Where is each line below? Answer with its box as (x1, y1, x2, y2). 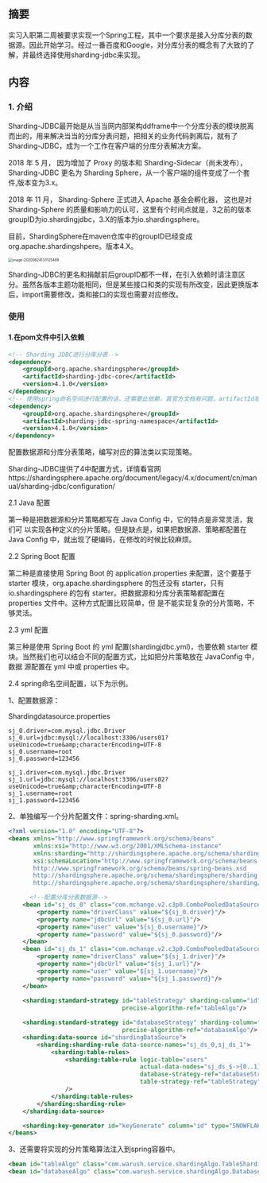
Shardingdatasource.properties (8, 712, 110, 721)
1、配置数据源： (8, 696, 60, 705)
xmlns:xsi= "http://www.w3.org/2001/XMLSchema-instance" (33, 842, 222, 850)
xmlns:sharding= (33, 849, 87, 857)
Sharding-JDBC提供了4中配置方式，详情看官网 (8, 464, 161, 474)
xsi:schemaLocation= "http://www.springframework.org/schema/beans (33, 857, 258, 865)
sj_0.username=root (8, 748, 73, 756)
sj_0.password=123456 (8, 754, 80, 763)
